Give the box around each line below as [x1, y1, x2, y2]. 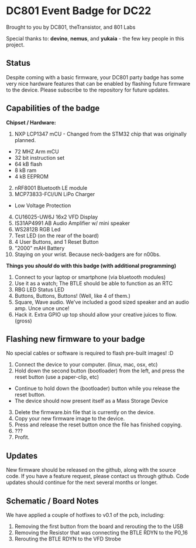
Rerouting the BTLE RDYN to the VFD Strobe [14, 536, 121, 542]
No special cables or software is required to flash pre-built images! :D [6, 349, 174, 357]
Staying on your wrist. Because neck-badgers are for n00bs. [14, 251, 161, 258]
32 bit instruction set [14, 154, 65, 161]
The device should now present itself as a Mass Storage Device [14, 398, 169, 405]
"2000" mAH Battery [14, 244, 65, 251]
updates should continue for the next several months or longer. [6, 479, 158, 486]
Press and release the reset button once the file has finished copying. [14, 421, 183, 428]
